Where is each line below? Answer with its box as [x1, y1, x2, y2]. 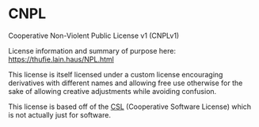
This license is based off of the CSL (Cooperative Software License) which [8, 102, 252, 111]
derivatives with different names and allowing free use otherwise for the [8, 78, 243, 88]
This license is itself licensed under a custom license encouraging [8, 69, 223, 79]
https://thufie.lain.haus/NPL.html [8, 54, 115, 64]
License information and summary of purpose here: [8, 46, 177, 55]
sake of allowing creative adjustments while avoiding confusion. [8, 86, 217, 95]
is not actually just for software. [8, 110, 111, 119]
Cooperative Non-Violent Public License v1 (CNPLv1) [8, 31, 180, 40]
